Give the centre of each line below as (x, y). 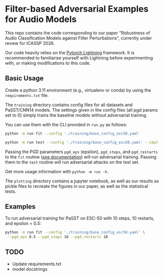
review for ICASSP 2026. (30, 43)
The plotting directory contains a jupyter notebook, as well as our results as (82, 181)
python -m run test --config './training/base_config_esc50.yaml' (74, 142)
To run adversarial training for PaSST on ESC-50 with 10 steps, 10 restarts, (80, 218)
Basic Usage (24, 78)
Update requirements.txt (37, 264)
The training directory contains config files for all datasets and (69, 105)
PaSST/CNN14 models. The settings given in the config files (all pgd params (82, 110)
